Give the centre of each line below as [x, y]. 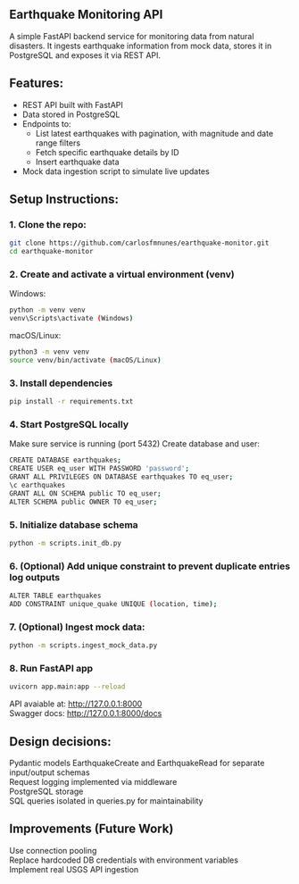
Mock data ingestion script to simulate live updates [116, 171]
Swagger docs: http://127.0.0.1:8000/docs [86, 713]
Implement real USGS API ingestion [74, 869]
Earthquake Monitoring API [86, 15]
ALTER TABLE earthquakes [55, 596]
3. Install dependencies [61, 383]
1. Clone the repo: [48, 224]
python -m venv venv [48, 310]
